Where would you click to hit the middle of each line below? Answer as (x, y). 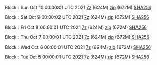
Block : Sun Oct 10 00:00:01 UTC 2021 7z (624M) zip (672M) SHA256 (78, 7)
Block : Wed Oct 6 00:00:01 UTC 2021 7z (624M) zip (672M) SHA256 (78, 47)
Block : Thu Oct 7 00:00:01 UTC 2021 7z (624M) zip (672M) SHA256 (77, 37)
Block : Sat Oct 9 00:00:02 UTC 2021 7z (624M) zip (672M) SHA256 (77, 17)
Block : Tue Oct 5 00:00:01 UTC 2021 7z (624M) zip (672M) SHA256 (77, 57)
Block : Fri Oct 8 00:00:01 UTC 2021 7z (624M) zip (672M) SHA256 (76, 27)
